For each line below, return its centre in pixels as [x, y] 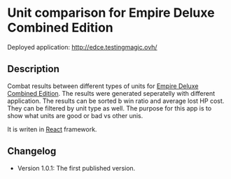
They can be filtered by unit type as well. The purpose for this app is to [110, 108]
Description [33, 69]
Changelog [32, 151]
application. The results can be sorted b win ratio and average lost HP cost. [116, 101]
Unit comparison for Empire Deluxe [111, 13]
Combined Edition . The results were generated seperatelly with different [111, 93]
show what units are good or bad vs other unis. [75, 115]
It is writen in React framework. [52, 129]
